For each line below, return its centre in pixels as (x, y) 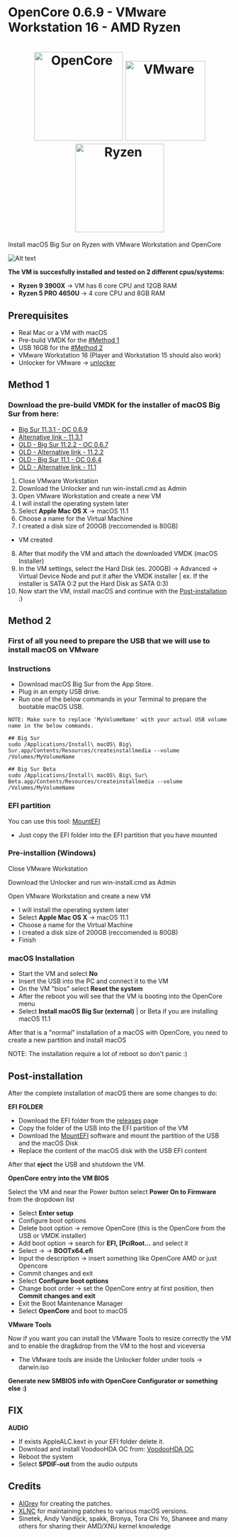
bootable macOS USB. (51, 707)
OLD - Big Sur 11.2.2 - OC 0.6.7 (63, 444)
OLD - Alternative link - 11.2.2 (61, 452)
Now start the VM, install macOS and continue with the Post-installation (123, 591)
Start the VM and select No (58, 974)
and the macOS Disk (48, 1143)
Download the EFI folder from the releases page (88, 1121)
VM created (35, 540)
